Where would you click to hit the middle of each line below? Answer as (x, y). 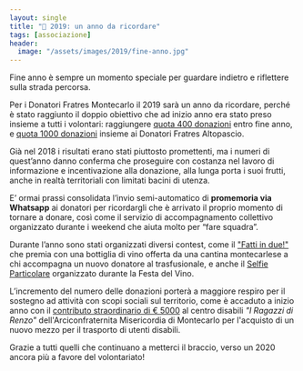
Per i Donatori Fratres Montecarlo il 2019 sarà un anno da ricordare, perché (150, 105)
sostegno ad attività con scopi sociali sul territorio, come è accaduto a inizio (152, 301)
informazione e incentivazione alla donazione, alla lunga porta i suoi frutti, (148, 171)
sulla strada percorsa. (50, 87)
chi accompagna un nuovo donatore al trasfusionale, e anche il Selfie (139, 264)
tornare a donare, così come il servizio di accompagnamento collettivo (141, 217)
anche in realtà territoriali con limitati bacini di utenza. (110, 180)
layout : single (38, 18)
